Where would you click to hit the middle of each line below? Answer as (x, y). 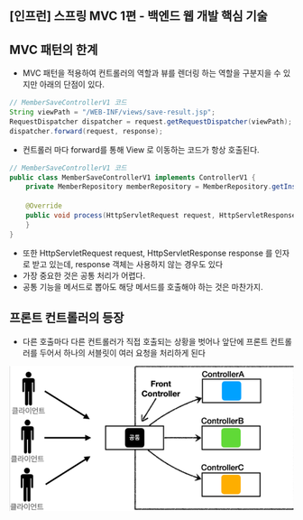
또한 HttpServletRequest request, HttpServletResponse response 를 (147, 253)
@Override (44, 206)
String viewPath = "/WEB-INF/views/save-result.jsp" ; (113, 112)
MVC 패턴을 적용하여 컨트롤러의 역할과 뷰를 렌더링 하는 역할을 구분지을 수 (151, 73)
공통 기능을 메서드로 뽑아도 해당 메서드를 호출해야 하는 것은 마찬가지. (142, 286)
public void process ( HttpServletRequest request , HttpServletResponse (161, 216)
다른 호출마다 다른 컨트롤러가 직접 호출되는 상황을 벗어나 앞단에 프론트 (145, 341)
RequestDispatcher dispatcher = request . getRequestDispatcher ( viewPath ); (151, 121)
